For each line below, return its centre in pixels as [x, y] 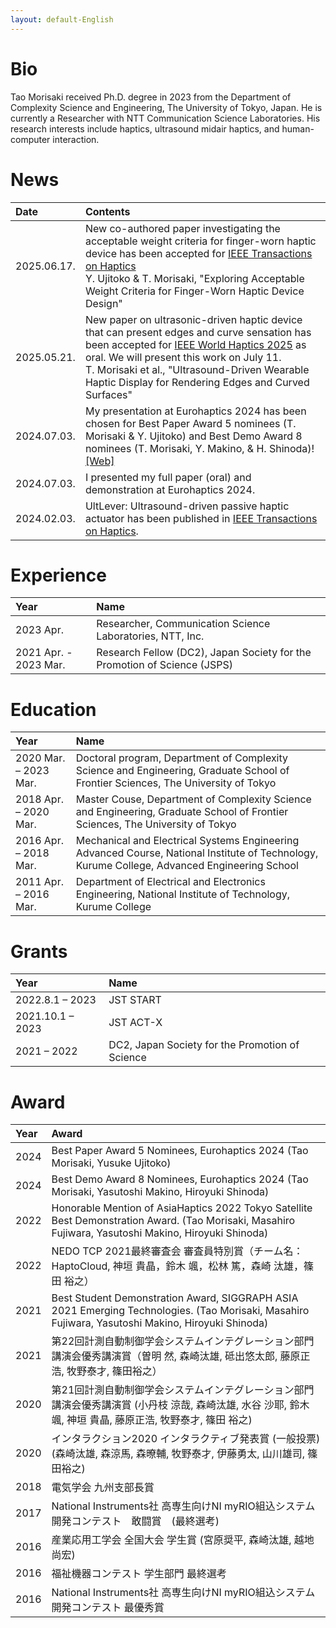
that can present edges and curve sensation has [198, 332]
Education [53, 709]
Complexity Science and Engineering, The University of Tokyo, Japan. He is [166, 107]
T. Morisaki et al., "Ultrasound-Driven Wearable [197, 369]
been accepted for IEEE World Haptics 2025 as [195, 344]
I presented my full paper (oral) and [168, 477]
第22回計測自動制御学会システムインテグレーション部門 [183, 1341]
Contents [107, 211]
